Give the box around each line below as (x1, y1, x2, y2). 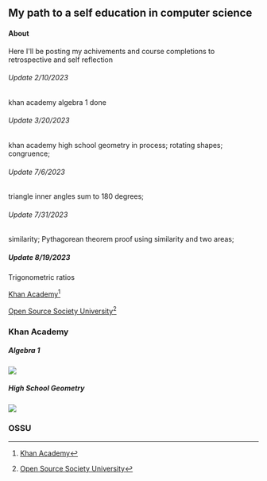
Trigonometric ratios (8, 273, 75, 282)
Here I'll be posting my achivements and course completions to (8, 46, 215, 56)
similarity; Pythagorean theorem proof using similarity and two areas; (8, 235, 234, 244)
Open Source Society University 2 (8, 305, 117, 316)
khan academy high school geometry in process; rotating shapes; (8, 141, 223, 149)
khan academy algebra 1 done (8, 97, 107, 107)
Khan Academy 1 (8, 288, 61, 299)
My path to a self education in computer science (8, 6, 253, 20)
